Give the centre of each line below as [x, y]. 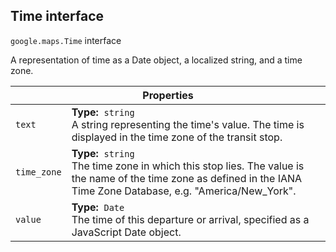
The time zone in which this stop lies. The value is [188, 166]
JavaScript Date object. [126, 232]
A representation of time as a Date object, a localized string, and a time [156, 60]
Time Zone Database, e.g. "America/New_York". [184, 191]
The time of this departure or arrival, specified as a [190, 219]
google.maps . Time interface [66, 40]
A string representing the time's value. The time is [188, 124]
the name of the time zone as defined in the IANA [187, 178]
